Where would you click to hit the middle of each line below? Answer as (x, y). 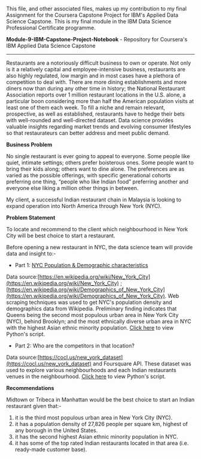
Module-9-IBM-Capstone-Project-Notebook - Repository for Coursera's (97, 39)
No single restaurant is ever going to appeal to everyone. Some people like (98, 156)
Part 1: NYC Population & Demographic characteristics (81, 265)
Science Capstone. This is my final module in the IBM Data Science (89, 21)
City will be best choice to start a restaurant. (61, 235)
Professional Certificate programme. (51, 28)
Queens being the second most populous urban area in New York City (92, 315)
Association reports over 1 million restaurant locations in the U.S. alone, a (96, 95)
